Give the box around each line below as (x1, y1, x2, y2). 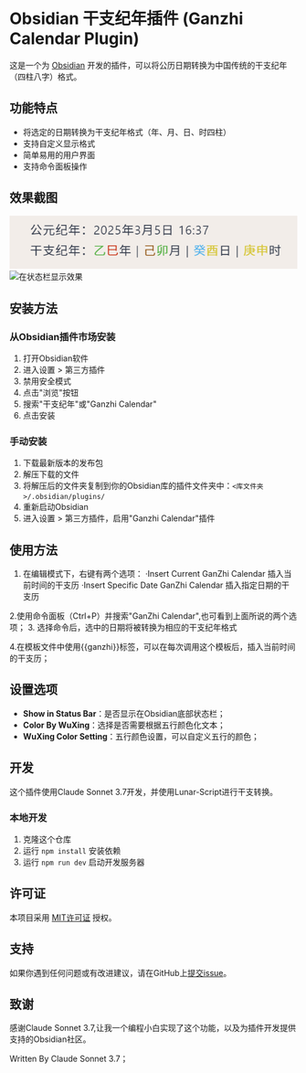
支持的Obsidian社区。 (9, 1034, 91, 1045)
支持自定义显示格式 (22, 138, 96, 149)
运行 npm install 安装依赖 (22, 845, 121, 855)
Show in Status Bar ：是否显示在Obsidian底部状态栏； (22, 707, 226, 718)
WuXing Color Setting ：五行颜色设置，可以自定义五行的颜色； (22, 730, 260, 741)
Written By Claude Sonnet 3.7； (9, 1053, 129, 1065)
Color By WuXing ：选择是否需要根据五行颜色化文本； (22, 719, 227, 730)
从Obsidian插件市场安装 (9, 330, 116, 343)
